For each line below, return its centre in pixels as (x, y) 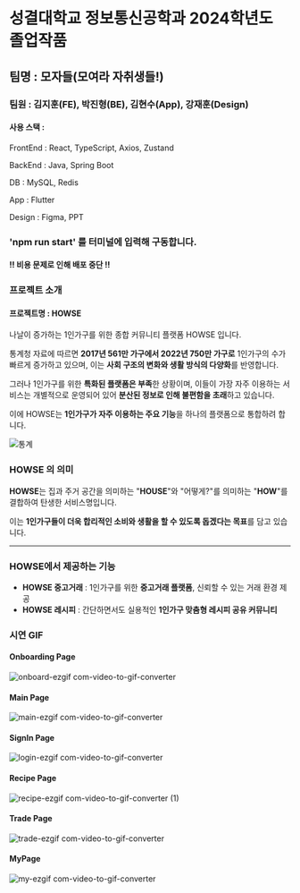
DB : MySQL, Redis (44, 182)
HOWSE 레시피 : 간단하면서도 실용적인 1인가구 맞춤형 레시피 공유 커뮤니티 (150, 609)
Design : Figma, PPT (47, 217)
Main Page (29, 697)
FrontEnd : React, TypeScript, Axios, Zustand (92, 148)
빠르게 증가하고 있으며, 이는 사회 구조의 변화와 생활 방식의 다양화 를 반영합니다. (144, 365)
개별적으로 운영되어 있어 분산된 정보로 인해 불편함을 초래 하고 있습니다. (154, 395)
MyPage (25, 859)
